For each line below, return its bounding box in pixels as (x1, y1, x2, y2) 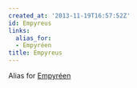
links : (8, 26, 30, 34)
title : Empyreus (8, 49, 62, 57)
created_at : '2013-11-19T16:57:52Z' (8, 11, 131, 20)
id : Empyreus (8, 19, 52, 27)
